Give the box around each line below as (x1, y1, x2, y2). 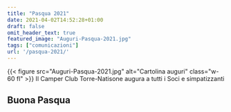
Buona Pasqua (7, 94, 71, 107)
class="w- (189, 67, 219, 76)
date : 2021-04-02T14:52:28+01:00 (7, 16, 104, 23)
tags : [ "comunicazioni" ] (7, 42, 79, 49)
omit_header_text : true (7, 29, 76, 36)
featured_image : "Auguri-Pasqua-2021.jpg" (7, 36, 131, 43)
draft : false (7, 23, 45, 30)
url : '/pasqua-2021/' (7, 49, 70, 56)
